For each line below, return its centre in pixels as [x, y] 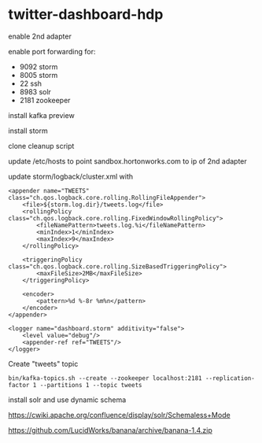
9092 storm [39, 66]
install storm [28, 131]
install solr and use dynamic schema [67, 400]
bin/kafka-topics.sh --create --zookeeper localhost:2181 [105, 378]
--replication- [230, 378]
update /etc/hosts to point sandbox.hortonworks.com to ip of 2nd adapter [128, 161]
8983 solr [35, 91]
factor [19, 385]
